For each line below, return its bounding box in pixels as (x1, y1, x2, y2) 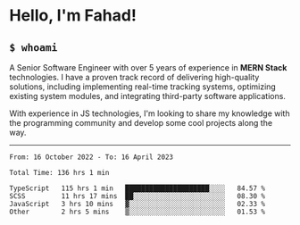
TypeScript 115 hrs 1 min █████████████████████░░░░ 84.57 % (9, 184, 266, 193)
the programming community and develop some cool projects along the (9, 118, 273, 128)
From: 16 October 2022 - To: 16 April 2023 (9, 153, 174, 162)
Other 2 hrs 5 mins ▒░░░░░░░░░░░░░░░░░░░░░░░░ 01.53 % (9, 207, 266, 216)
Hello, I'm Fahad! (9, 5, 137, 26)
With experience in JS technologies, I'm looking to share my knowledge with (9, 108, 290, 119)
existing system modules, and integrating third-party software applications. (9, 91, 286, 101)
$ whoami (9, 41, 58, 54)
